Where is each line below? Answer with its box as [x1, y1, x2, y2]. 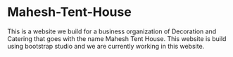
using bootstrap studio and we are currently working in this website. [7, 42, 205, 50]
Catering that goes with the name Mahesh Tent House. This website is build [7, 34, 227, 42]
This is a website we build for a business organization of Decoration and [7, 27, 217, 35]
